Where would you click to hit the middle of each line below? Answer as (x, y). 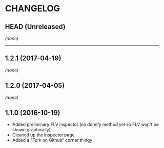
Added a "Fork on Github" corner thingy (52, 140)
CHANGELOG (32, 9)
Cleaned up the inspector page (43, 135)
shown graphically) (31, 130)
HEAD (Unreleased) (35, 27)
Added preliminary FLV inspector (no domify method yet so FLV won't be (85, 124)
